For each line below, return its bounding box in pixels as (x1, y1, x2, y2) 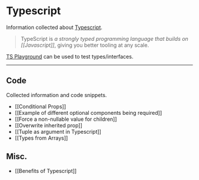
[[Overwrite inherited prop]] (14, 121, 83, 128)
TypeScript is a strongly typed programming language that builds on (20, 35, 188, 42)
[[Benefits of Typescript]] (14, 167, 77, 174)
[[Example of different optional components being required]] (14, 109, 162, 116)
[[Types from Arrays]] (14, 134, 68, 142)
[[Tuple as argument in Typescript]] (14, 128, 102, 135)
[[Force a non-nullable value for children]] (14, 115, 117, 123)
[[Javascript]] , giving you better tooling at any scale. (20, 41, 149, 49)
